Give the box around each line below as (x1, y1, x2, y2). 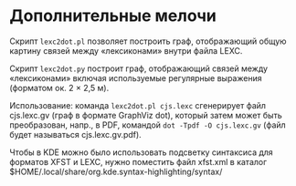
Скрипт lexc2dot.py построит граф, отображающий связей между (9, 63, 268, 74)
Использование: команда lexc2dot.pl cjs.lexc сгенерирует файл (9, 99, 267, 110)
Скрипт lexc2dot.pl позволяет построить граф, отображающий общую (9, 36, 287, 46)
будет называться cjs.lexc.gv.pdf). (9, 129, 142, 139)
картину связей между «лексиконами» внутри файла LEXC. (9, 45, 243, 56)
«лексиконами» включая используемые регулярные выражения (9, 72, 262, 83)
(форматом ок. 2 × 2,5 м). (9, 82, 110, 93)
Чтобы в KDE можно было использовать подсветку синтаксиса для (9, 147, 274, 158)
